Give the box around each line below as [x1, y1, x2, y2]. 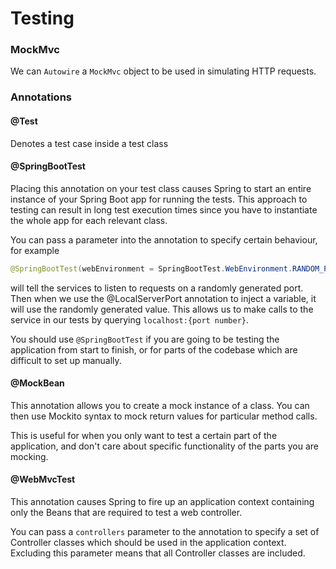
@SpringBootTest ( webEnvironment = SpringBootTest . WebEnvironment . [10, 263, 293, 274]
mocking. [10, 450, 49, 462]
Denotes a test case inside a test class [10, 137, 169, 149]
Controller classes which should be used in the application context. [10, 537, 287, 549]
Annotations [10, 90, 72, 104]
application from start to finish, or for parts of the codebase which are [10, 343, 298, 356]
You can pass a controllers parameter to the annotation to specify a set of [10, 526, 320, 538]
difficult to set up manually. [10, 354, 122, 366]
